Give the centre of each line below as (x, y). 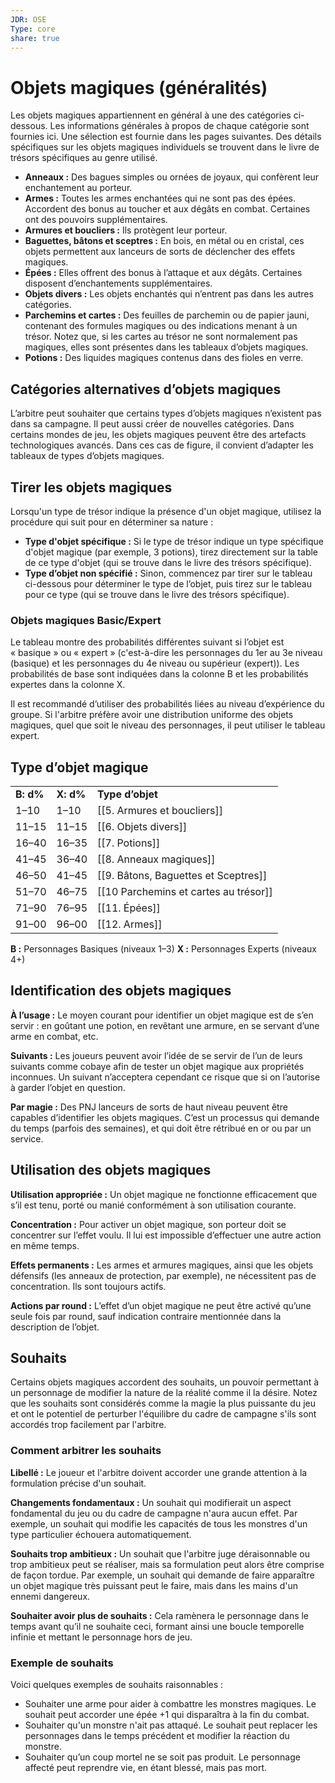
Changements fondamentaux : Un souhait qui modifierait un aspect (151, 1502)
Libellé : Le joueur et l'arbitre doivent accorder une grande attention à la (159, 1472)
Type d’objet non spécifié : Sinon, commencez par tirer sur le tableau (168, 573)
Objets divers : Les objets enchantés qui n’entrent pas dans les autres (169, 294)
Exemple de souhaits (62, 1663)
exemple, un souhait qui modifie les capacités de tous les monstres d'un (159, 1523)
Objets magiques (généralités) (139, 87)
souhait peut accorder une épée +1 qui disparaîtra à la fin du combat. (167, 1715)
